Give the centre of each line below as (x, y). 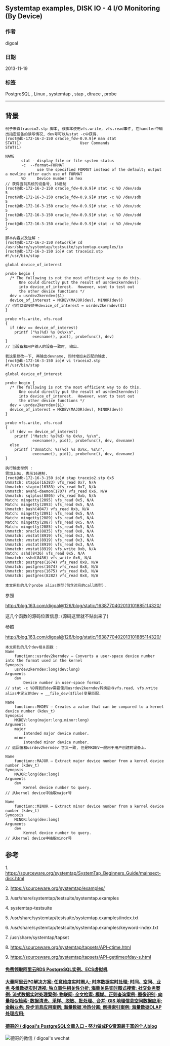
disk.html (15, 878)
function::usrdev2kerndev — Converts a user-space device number (85, 656)
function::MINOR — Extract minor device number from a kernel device (89, 806)
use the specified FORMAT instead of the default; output (99, 170)
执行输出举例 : (19, 468)
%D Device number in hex (52, 179)
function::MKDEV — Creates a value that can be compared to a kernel (89, 707)
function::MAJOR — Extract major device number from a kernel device (89, 761)
